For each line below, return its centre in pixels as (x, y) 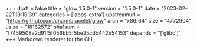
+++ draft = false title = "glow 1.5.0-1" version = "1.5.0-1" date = (83, 8)
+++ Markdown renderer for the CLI (49, 39)
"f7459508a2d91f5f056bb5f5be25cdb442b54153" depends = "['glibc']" (93, 33)
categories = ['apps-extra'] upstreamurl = (90, 15)
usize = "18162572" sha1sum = (43, 27)
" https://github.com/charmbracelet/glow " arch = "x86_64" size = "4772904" (98, 21)
